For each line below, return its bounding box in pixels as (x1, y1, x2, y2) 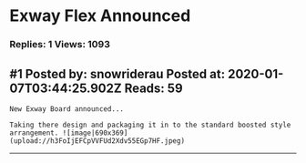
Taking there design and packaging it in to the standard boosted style (9, 120, 291, 129)
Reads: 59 (124, 80, 184, 96)
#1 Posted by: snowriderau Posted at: (9, 66, 226, 82)
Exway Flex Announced (9, 5, 191, 26)
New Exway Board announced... (9, 104, 125, 114)
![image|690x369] (62, 128, 128, 138)
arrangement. (9, 128, 59, 138)
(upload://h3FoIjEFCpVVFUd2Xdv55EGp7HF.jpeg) (9, 136, 185, 146)
